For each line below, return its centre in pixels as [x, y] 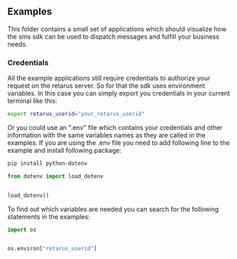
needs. [17, 44]
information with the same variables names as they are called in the [106, 135]
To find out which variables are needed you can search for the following [113, 209]
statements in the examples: [49, 216]
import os [22, 230]
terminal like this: [32, 101]
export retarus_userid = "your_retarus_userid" [76, 114]
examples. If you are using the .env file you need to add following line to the [118, 143]
